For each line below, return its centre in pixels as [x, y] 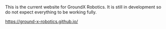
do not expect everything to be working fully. [51, 12]
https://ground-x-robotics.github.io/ [42, 22]
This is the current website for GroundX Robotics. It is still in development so [83, 7]
